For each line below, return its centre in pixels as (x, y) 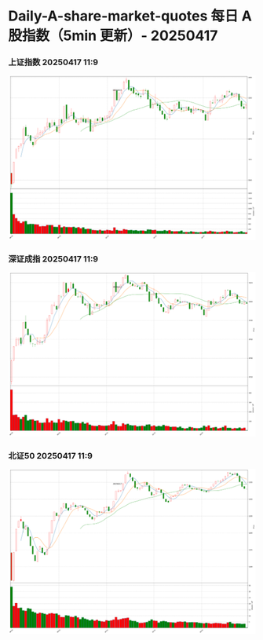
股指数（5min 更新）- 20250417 (113, 36)
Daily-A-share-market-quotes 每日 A (130, 16)
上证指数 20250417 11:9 (53, 62)
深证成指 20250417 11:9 (53, 258)
